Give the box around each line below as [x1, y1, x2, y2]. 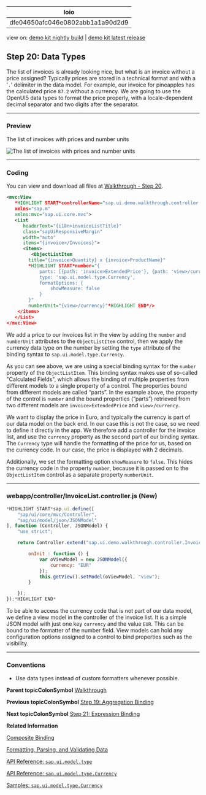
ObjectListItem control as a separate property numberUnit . [6, 470, 154, 478]
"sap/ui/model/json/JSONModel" [17, 517, 97, 523]
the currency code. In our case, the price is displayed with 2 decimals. [6, 446, 184, 453]
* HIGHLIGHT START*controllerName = [14, 200, 103, 206]
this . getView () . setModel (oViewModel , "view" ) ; [39, 574, 161, 580]
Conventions [6, 661, 46, 669]
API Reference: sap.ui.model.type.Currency [6, 770, 117, 777]
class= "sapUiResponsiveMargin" [22, 228, 103, 235]
